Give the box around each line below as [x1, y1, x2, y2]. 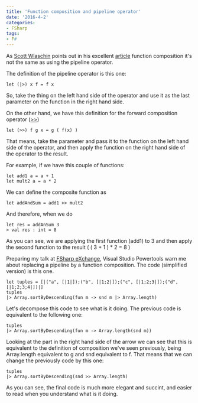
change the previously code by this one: [6, 357, 104, 364]
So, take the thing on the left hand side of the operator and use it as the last [6, 92, 190, 99]
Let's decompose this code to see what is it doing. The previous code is [6, 305, 181, 312]
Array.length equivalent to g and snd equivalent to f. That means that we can [6, 351, 193, 357]
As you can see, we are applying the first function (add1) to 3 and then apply [6, 238, 193, 244]
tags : [6, 31, 20, 37]
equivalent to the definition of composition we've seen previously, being [6, 344, 181, 352]
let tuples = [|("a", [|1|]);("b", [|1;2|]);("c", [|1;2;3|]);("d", [6, 279, 178, 285]
